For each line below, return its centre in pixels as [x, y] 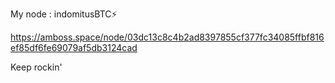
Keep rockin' [36, 67]
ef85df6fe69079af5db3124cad [74, 47]
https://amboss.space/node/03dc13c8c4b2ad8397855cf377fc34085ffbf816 [167, 37]
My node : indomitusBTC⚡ [64, 14]
